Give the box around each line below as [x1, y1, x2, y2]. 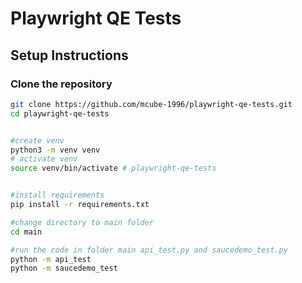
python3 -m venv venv [10, 145, 101, 155]
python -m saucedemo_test [10, 263, 118, 274]
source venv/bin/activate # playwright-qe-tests [10, 163, 217, 174]
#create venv [10, 135, 65, 146]
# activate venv [10, 154, 78, 164]
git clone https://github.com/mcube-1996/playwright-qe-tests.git [10, 99, 293, 109]
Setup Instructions [10, 47, 129, 64]
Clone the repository [10, 77, 113, 91]
